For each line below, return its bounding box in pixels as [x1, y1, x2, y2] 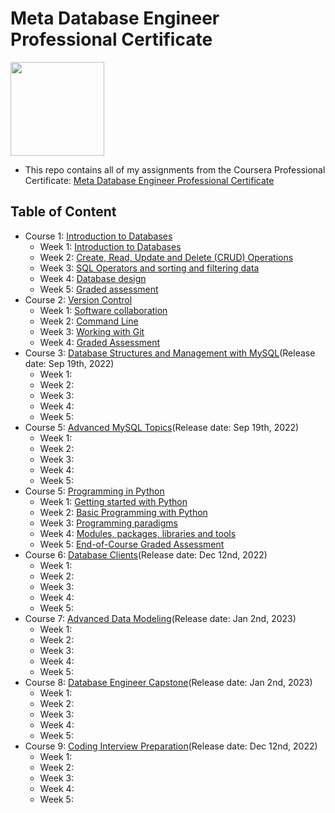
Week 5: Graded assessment [39, 283, 159, 295]
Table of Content [10, 203, 117, 221]
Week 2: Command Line [39, 315, 139, 327]
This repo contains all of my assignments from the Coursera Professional [24, 163, 326, 176]
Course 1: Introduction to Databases [24, 230, 173, 242]
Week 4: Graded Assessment [39, 336, 161, 348]
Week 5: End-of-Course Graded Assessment [39, 538, 225, 550]
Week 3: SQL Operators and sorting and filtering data [39, 262, 260, 274]
